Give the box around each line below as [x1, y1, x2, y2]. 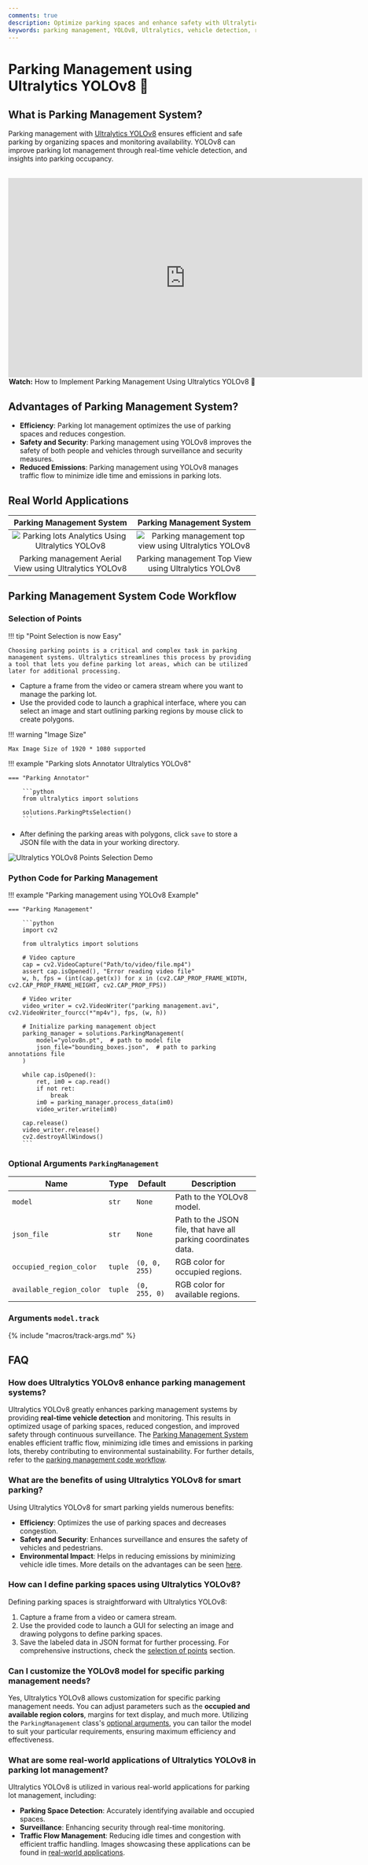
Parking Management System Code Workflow [8, 590, 237, 603]
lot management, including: [8, 1791, 97, 1800]
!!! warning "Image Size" [8, 729, 86, 739]
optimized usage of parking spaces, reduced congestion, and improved [8, 1422, 240, 1431]
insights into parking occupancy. [8, 154, 114, 164]
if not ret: [36, 1085, 76, 1092]
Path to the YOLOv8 [175, 1192, 249, 1203]
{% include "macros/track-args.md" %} [8, 1330, 136, 1340]
